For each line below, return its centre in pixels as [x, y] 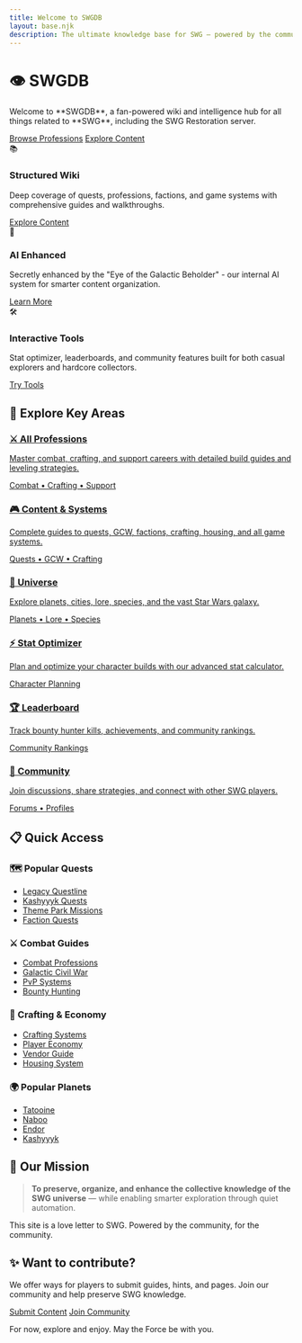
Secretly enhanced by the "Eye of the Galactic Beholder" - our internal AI [145, 274]
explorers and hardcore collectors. [73, 367]
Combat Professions [60, 962]
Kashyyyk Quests [55, 901]
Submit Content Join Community [70, 1312]
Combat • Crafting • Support [63, 485]
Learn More [31, 301]
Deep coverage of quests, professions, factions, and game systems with [143, 195]
